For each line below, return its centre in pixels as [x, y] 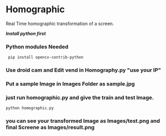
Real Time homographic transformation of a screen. [60, 24]
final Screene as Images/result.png [50, 127]
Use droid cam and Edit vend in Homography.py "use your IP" [84, 70]
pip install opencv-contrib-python [46, 57]
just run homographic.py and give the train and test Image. [80, 97]
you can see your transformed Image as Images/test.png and [83, 121]
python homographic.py [30, 108]
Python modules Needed [37, 47]
